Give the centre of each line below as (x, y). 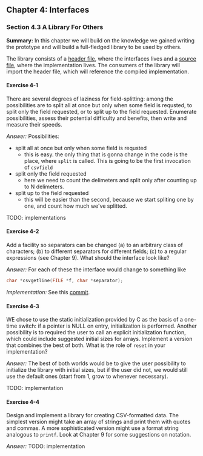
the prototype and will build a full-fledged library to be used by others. (94, 47)
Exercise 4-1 (22, 85)
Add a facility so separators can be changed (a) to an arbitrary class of (95, 245)
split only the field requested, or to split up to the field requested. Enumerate (101, 111)
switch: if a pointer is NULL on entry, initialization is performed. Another (108, 326)
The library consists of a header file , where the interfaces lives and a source (101, 58)
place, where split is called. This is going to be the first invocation (107, 160)
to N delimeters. (44, 187)
